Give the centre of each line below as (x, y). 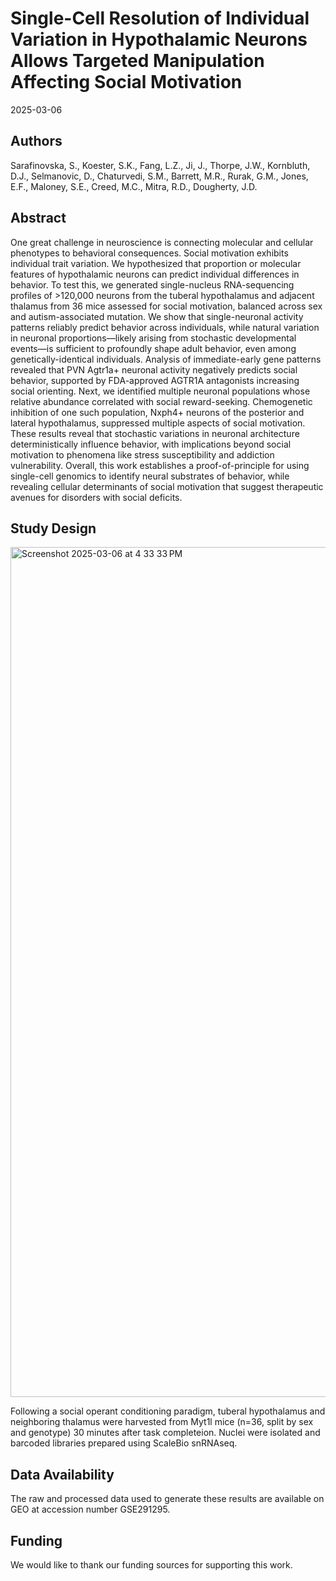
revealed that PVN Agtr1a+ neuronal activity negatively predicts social (154, 369)
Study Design (53, 528)
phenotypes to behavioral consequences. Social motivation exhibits (149, 253)
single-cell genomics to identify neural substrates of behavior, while (150, 476)
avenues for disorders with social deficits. (96, 497)
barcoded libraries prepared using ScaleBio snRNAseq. (124, 1443)
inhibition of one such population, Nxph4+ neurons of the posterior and (157, 412)
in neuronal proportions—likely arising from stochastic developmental (153, 338)
